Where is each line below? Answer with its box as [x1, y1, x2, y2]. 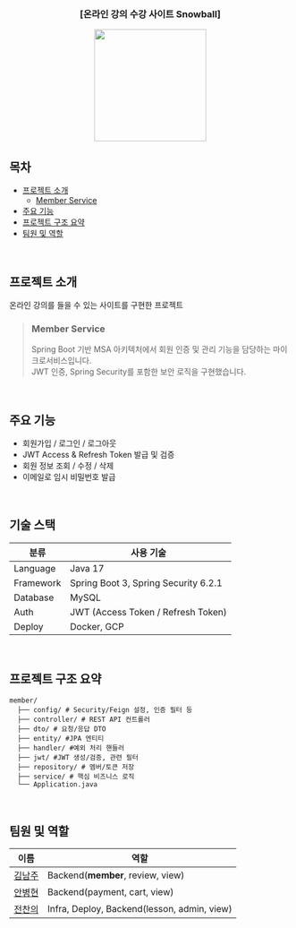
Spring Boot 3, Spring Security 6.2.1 [70, 576, 223, 589]
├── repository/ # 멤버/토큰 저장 [17, 762, 135, 771]
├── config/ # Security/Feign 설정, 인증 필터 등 [17, 705, 193, 714]
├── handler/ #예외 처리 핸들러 [17, 743, 125, 752]
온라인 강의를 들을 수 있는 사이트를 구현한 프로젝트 [9, 299, 183, 310]
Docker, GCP [70, 620, 124, 632]
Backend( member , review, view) [47, 869, 185, 881]
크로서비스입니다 [30, 356, 89, 366]
